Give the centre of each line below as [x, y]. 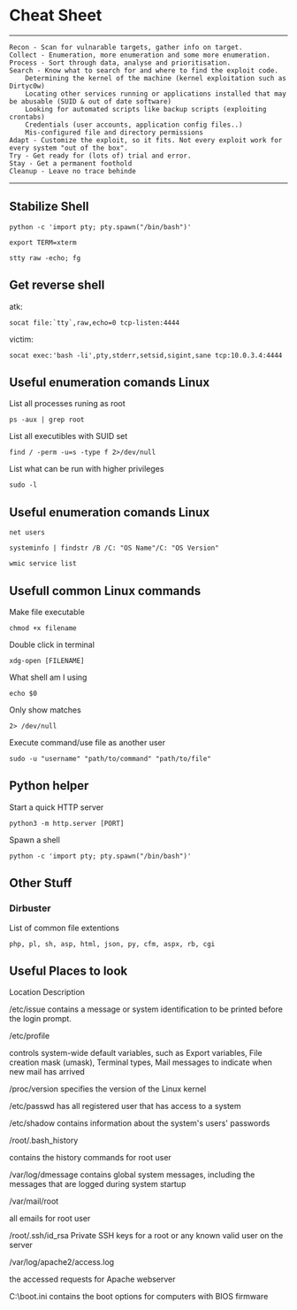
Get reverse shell [57, 285]
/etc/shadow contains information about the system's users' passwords [140, 1123]
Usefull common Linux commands [105, 591]
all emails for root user [50, 1219]
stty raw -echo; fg [45, 258]
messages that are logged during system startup [98, 1184]
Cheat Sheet [56, 15]
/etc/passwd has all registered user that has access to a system [125, 1106]
